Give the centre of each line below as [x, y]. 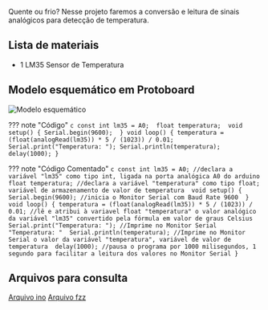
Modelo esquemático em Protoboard [102, 90]
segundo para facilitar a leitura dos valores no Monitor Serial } [124, 253]
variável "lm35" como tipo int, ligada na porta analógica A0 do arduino [134, 176]
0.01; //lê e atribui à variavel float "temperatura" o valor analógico [132, 211]
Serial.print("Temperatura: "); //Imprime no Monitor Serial [113, 225]
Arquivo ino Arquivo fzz [47, 297]
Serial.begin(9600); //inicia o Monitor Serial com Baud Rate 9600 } [129, 197]
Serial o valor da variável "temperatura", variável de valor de [120, 239]
